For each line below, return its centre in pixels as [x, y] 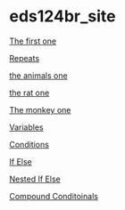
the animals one [39, 75]
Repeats [25, 58]
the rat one [29, 93]
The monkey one [40, 109]
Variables [26, 127]
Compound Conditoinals [54, 196]
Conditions [29, 144]
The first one [33, 41]
